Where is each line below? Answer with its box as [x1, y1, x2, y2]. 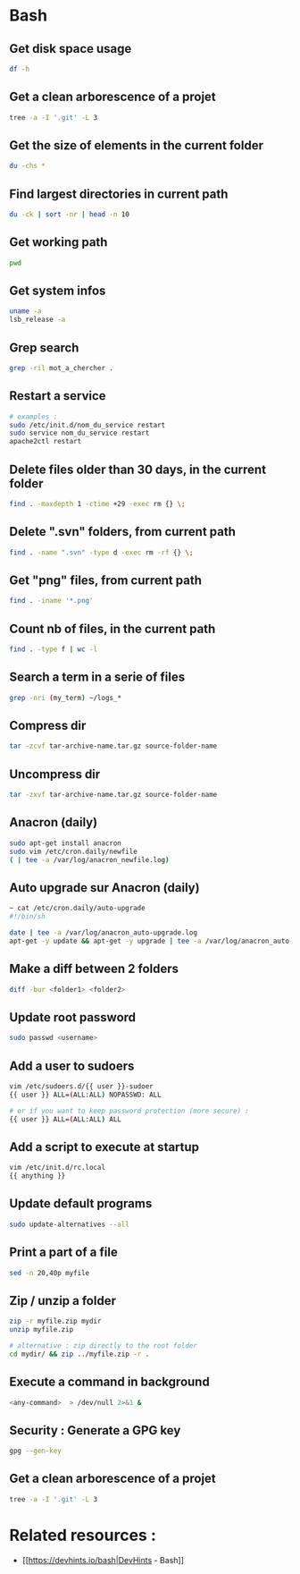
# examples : [9, 412, 58, 421]
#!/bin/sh [9, 912, 46, 921]
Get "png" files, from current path [9, 572, 203, 588]
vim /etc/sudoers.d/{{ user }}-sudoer [9, 1081, 154, 1091]
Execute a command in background [9, 1375, 210, 1390]
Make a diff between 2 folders [9, 961, 179, 977]
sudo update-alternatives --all [9, 1220, 129, 1229]
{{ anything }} [9, 1172, 66, 1180]
